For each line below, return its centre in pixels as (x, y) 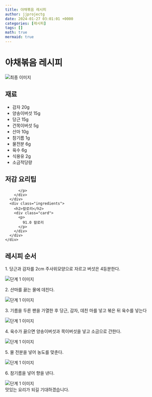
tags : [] (14, 28)
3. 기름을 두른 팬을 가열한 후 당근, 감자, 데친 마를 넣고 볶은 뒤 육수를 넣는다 (76, 311)
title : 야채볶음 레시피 (26, 10)
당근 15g (20, 119)
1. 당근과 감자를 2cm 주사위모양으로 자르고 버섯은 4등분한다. (63, 269)
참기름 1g (21, 137)
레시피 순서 (21, 256)
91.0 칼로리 (33, 223)
